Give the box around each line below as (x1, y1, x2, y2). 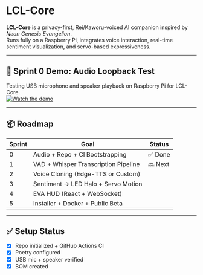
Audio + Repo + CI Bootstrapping (33, 150, 127, 158)
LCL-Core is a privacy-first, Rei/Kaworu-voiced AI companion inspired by (6, 24, 188, 31)
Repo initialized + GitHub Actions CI (14, 242, 104, 250)
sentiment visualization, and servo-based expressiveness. (6, 43, 151, 50)
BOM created (14, 262, 48, 270)
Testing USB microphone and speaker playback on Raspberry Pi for (6, 82, 175, 89)
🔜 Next (147, 160, 170, 168)
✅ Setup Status (6, 226, 65, 236)
